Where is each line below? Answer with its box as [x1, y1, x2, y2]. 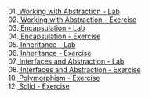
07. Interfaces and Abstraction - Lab [8, 56, 125, 66]
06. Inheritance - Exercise [8, 49, 92, 57]
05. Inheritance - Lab [8, 40, 76, 49]
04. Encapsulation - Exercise [8, 31, 101, 41]
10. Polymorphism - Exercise [8, 74, 100, 82]
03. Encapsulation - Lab [8, 24, 85, 32]
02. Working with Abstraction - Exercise [8, 15, 137, 24]
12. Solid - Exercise [8, 82, 71, 91]
